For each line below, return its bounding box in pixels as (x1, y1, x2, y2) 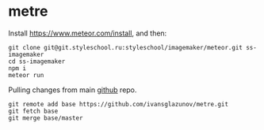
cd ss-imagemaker (8, 58, 66, 65)
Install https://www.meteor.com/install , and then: (8, 28, 167, 38)
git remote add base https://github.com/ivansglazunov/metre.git (8, 100, 228, 108)
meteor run (8, 71, 44, 79)
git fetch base (8, 107, 59, 115)
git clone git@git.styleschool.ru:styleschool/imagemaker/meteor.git (8, 43, 243, 51)
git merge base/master (8, 113, 83, 122)
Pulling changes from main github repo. (8, 85, 137, 95)
